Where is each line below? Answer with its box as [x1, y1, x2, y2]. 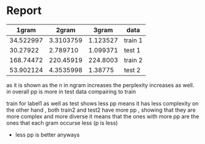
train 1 [124, 36, 143, 45]
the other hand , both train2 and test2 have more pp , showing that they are [6, 106, 196, 113]
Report [6, 4, 42, 18]
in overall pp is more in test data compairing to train [6, 88, 136, 95]
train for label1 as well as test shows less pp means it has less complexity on [6, 99, 199, 107]
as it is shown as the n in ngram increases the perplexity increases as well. [6, 81, 195, 88]
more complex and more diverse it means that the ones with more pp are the [6, 112, 199, 120]
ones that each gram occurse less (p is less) [6, 119, 118, 126]
